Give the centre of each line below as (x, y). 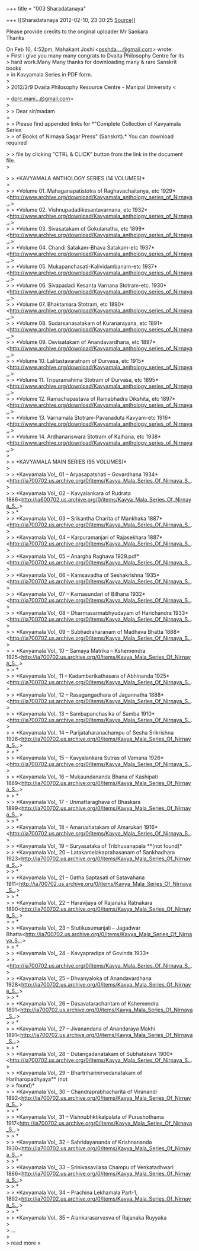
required (17, 143)
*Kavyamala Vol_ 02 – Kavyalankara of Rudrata (73, 493)
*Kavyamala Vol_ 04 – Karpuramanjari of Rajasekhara (81, 537)
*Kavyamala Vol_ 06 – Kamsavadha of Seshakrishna (80, 575)
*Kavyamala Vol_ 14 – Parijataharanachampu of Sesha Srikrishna (95, 733)
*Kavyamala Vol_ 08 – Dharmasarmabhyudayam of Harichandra (94, 613)
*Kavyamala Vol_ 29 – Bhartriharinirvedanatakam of (79, 1073)
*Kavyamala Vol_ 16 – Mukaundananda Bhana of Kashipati (87, 777)
